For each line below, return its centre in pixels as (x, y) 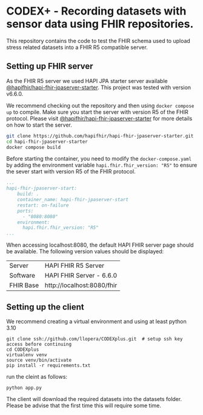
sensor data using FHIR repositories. (100, 24)
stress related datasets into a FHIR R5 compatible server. (77, 47)
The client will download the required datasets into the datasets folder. (94, 399)
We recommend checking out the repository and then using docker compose (100, 105)
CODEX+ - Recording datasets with (96, 11)
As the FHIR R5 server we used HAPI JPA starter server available (87, 81)
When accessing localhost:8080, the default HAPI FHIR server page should (100, 245)
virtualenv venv (27, 355)
